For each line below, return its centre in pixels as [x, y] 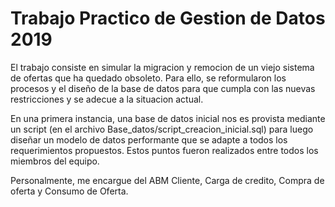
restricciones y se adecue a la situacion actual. [107, 99]
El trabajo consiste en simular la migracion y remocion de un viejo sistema [162, 67]
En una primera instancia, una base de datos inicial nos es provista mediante [168, 118]
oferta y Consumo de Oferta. [69, 191]
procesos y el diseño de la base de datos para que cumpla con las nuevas [163, 88]
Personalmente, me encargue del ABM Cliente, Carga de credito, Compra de [167, 180]
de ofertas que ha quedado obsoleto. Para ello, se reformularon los [148, 78]
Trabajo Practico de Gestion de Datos [168, 18]
